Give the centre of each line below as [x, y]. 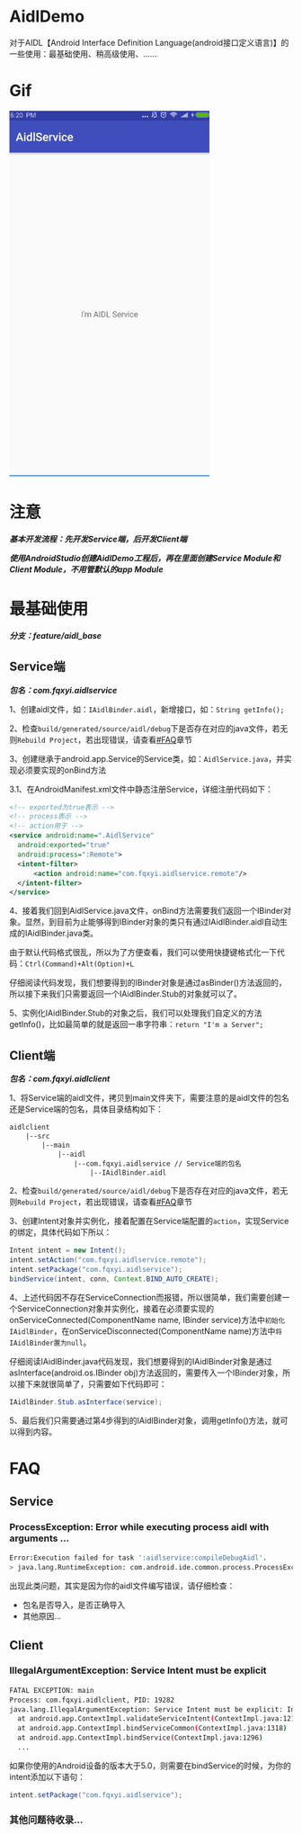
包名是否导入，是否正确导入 [74, 1605]
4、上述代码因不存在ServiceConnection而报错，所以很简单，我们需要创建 [146, 1297]
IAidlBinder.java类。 [62, 934]
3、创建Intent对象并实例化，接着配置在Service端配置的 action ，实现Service [149, 1221]
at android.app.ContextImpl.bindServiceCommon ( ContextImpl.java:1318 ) [152, 1729]
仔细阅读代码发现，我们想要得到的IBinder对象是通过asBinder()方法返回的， [148, 983]
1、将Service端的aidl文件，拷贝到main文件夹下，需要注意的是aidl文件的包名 [149, 1098]
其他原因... [41, 1616]
